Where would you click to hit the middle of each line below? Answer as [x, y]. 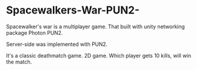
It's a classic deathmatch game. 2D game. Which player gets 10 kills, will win [99, 55]
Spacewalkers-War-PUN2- [73, 10]
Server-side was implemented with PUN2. [57, 44]
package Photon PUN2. [34, 32]
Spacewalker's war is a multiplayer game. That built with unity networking [96, 26]
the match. [19, 62]
